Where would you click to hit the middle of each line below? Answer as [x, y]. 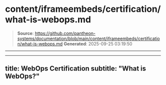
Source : [25, 33]
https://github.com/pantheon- [65, 33]
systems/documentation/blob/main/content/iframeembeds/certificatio [88, 39]
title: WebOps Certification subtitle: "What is [76, 68]
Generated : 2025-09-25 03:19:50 [98, 43]
